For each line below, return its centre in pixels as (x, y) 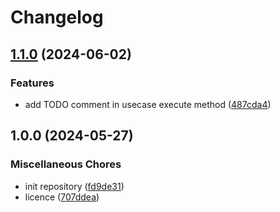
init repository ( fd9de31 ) (74, 186)
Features (32, 83)
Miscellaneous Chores (66, 164)
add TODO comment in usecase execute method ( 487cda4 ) (148, 104)
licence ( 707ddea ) (62, 197)
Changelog (57, 17)
